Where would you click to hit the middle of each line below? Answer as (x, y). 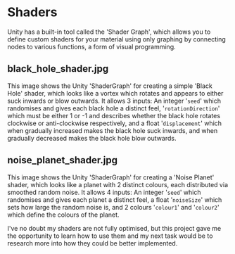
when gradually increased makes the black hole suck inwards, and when (113, 130)
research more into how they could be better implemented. (93, 243)
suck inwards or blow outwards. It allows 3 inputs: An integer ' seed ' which (114, 101)
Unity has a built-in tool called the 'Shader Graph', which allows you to (109, 32)
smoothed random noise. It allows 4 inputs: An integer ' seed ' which (104, 192)
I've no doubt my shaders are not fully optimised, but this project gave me (114, 228)
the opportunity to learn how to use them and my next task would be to (110, 236)
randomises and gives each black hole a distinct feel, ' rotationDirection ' (114, 108)
